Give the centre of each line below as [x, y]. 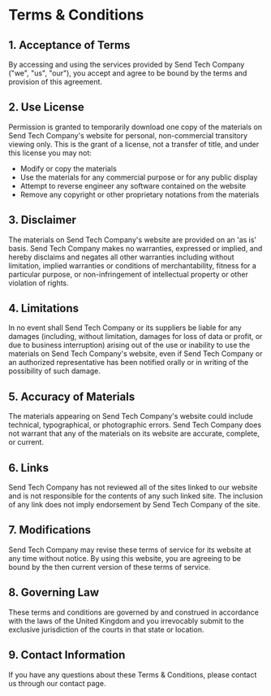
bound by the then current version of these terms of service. [110, 567]
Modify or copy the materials [69, 168]
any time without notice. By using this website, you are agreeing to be [125, 558]
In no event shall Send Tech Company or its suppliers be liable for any [125, 328]
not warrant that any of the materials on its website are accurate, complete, [134, 433]
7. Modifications [50, 530]
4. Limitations [44, 309]
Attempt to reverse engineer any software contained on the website [133, 185]
